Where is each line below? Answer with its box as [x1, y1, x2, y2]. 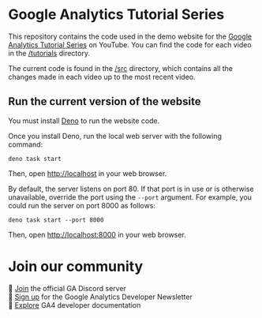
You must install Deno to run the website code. [8, 116, 160, 125]
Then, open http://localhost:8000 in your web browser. [8, 230, 187, 239]
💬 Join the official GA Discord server [8, 283, 126, 293]
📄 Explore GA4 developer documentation [8, 300, 141, 309]
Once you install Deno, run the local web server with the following [8, 131, 223, 140]
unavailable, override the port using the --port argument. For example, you [8, 192, 253, 202]
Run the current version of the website [8, 95, 201, 108]
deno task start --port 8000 [8, 215, 104, 224]
